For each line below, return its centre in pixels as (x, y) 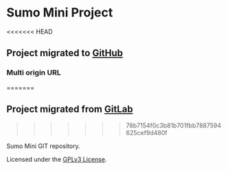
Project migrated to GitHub (65, 53)
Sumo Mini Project (60, 13)
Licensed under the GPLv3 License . (57, 160)
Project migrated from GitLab (70, 109)
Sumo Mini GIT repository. (43, 146)
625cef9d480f (147, 133)
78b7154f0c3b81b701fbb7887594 (174, 125)
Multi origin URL (34, 73)
